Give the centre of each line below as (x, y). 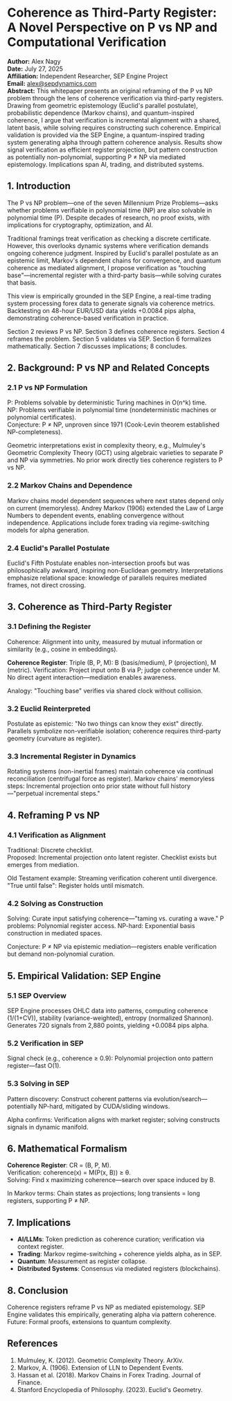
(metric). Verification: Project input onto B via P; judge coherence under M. (114, 670)
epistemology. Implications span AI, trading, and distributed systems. (106, 164)
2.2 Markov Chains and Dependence (70, 485)
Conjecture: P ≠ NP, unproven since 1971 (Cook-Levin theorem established (114, 425)
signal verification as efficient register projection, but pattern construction (113, 150)
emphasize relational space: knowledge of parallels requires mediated (107, 578)
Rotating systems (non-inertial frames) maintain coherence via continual (110, 771)
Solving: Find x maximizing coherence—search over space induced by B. (111, 1180)
